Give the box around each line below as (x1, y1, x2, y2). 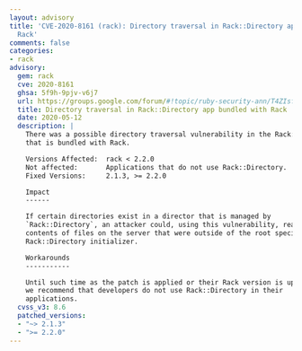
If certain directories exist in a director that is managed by (25, 212, 271, 221)
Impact (25, 188, 50, 197)
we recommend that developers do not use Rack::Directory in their (25, 286, 283, 295)
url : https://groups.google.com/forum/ (17, 96, 167, 106)
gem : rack (17, 72, 54, 81)
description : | (17, 122, 75, 131)
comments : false (9, 38, 70, 48)
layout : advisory (9, 13, 75, 22)
